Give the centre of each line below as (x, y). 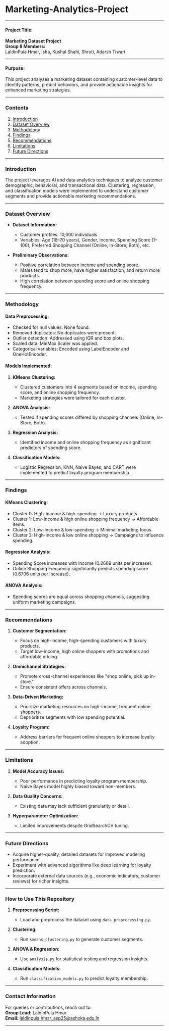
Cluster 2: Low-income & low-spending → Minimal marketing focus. (82, 529)
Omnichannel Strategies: (39, 667)
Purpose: (15, 68)
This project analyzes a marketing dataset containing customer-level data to (84, 79)
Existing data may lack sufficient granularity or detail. (75, 806)
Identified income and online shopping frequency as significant (85, 442)
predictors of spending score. (51, 448)
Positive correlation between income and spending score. (80, 265)
